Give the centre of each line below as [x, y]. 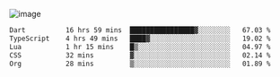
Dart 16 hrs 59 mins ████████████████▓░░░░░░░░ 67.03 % [140, 30]
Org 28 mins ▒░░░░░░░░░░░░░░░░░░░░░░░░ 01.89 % [140, 64]
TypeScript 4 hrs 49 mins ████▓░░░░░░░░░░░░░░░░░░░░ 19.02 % [140, 38]
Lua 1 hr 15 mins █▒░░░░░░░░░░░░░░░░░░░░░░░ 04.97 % [140, 47]
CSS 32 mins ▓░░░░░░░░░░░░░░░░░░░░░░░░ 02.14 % [140, 55]
